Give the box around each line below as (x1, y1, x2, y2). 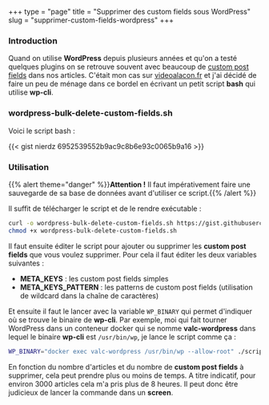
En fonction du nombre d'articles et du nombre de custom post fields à (8, 362, 244, 371)
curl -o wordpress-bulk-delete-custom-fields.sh (8, 219, 174, 227)
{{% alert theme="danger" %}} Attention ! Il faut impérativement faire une (8, 180, 251, 189)
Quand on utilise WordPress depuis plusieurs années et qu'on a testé (8, 54, 238, 63)
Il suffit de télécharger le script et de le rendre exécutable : (8, 204, 202, 213)
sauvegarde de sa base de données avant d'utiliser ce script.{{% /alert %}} (8, 188, 257, 197)
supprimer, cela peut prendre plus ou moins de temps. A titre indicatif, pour (8, 371, 256, 380)
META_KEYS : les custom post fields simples (19, 273, 169, 283)
